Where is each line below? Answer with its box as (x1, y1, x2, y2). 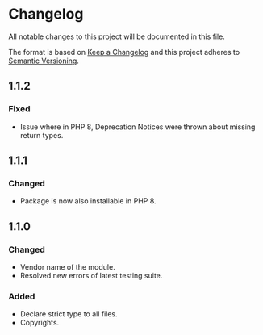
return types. (19, 130, 64, 140)
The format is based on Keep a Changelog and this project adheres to (8, 47, 240, 57)
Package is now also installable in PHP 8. (19, 196, 157, 206)
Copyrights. (19, 318, 60, 328)
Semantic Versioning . (8, 56, 79, 65)
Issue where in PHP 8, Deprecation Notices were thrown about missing (19, 122, 256, 132)
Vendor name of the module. (19, 262, 115, 271)
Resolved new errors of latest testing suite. (19, 271, 163, 280)
